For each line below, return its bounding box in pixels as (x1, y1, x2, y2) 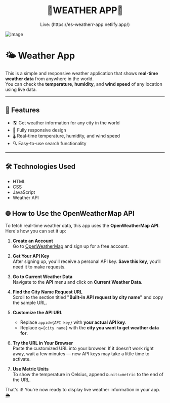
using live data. (5, 86, 37, 92)
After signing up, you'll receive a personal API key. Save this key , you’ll (12, 258, 161, 264)
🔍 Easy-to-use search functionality (12, 140, 87, 146)
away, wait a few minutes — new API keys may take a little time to (12, 351, 150, 357)
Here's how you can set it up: (5, 228, 67, 234)
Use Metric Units (12, 366, 49, 372)
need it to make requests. (12, 264, 66, 270)
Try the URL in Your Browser (12, 340, 73, 346)
